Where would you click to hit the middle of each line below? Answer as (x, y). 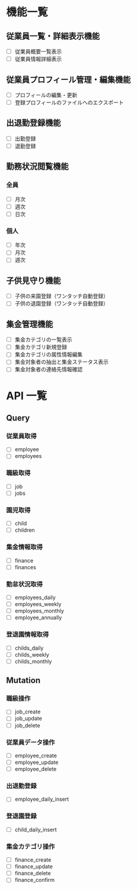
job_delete (27, 725)
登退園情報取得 (28, 635)
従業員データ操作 (31, 742)
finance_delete (33, 874)
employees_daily (35, 597)
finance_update (34, 866)
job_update (28, 719)
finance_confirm (35, 880)
